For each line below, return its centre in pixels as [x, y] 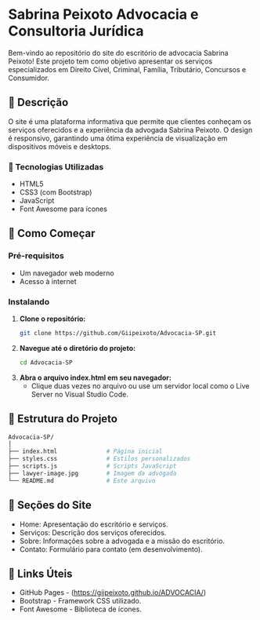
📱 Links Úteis [40, 573]
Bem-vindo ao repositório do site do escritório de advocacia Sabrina [118, 53]
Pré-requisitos [36, 256]
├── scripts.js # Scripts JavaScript [92, 466]
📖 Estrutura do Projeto [63, 419]
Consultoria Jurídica [76, 31]
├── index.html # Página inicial [85, 452]
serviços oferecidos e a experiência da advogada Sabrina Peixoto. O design [130, 129]
